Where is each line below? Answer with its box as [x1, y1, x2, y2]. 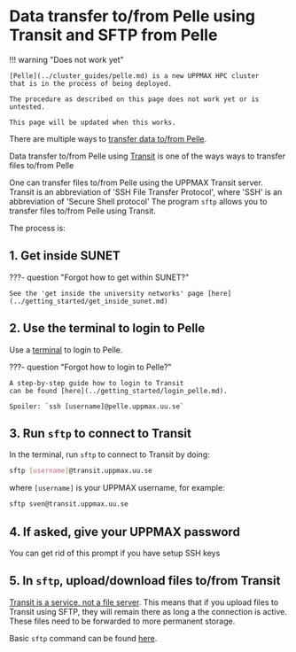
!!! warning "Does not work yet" [9, 54, 124, 65]
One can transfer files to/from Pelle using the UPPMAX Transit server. [9, 177, 263, 188]
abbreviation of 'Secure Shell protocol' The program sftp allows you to [9, 196, 268, 206]
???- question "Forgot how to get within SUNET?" [9, 272, 190, 283]
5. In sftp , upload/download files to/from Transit [9, 573, 281, 588]
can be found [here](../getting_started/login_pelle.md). [9, 386, 228, 395]
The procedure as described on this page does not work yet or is [9, 95, 260, 104]
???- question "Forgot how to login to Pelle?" [9, 361, 172, 372]
